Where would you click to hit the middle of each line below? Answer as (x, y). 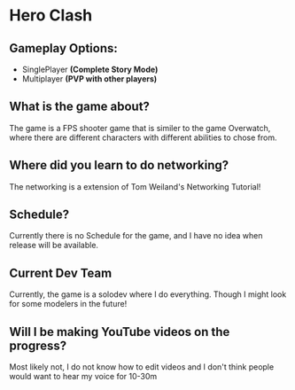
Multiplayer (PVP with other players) (89, 79)
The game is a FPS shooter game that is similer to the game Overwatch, (140, 128)
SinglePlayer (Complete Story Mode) (90, 69)
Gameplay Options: (63, 48)
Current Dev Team (61, 273)
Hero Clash (51, 16)
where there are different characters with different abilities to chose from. (143, 137)
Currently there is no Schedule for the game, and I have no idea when (136, 236)
